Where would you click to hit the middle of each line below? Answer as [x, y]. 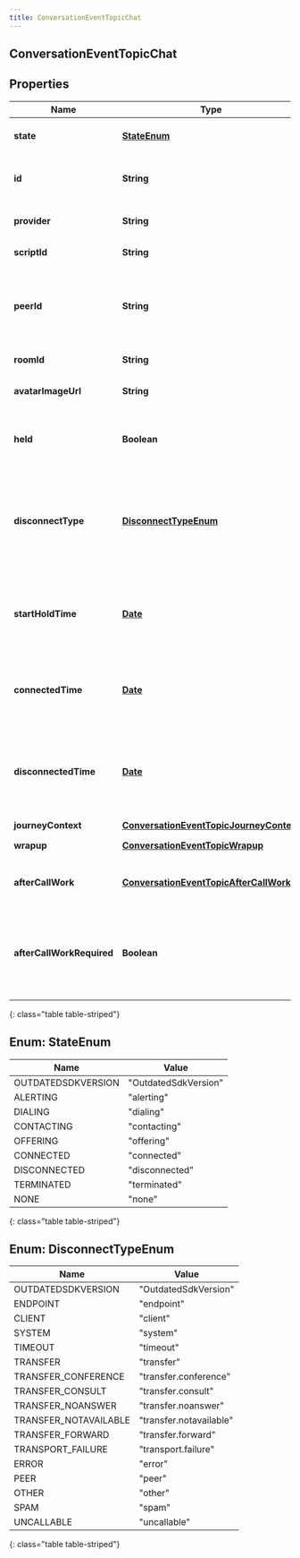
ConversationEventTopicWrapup [192, 845]
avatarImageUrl [48, 390]
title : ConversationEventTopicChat [75, 17]
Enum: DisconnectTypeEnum [92, 1250]
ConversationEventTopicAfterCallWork [207, 882]
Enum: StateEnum [60, 1043]
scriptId [30, 252]
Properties [39, 85]
